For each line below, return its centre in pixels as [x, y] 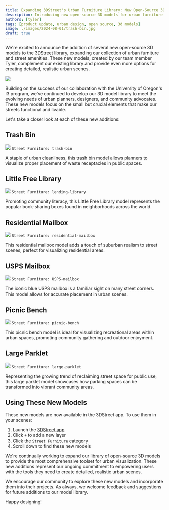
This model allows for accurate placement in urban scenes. [67, 294]
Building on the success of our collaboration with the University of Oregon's [84, 88]
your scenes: [19, 420]
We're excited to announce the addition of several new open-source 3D [79, 48]
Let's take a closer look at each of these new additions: [62, 119]
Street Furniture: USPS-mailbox [45, 279]
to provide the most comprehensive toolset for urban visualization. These [81, 461]
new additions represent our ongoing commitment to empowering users [80, 466]
